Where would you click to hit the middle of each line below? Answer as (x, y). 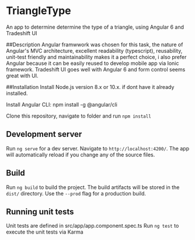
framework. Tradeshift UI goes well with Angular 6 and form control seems (96, 69)
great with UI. (22, 76)
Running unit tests (40, 212)
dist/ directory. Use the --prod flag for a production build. (76, 193)
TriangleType (39, 11)
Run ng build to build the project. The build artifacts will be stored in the (93, 187)
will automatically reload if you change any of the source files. (81, 155)
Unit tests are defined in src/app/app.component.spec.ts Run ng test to (93, 226)
